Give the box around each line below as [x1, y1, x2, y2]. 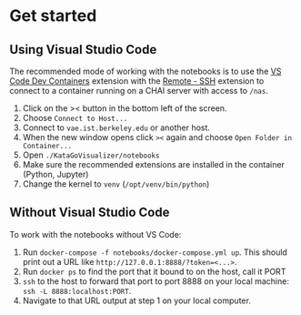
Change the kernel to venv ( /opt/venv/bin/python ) [22, 178, 210, 189]
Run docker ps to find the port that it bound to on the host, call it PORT [22, 266, 286, 277]
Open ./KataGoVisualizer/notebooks [22, 149, 160, 160]
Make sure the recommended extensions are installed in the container [22, 159, 285, 169]
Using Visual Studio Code [9, 42, 157, 57]
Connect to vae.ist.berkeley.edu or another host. [22, 122, 211, 133]
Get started [9, 5, 97, 26]
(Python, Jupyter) [22, 169, 89, 179]
